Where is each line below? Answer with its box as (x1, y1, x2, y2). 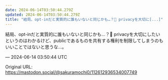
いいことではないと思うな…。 (5, 44, 67, 50)
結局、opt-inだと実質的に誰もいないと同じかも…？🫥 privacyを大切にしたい (5, 31, 160, 37)
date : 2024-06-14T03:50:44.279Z (5, 7, 73, 13)
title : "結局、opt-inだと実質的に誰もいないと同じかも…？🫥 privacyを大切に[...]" (5, 17, 163, 22)
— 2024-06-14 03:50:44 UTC (5, 54, 67, 60)
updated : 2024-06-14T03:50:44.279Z (5, 12, 80, 17)
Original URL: (5, 64, 33, 70)
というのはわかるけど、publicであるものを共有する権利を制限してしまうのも (5, 37, 163, 44)
